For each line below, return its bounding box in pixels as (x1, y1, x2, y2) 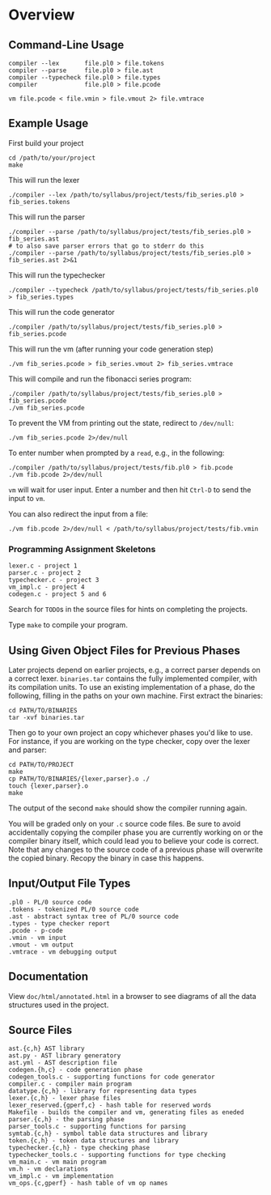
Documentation (8, 970, 89, 984)
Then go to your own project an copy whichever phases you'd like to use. (8, 727, 253, 738)
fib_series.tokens (8, 198, 70, 206)
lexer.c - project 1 (8, 562, 78, 570)
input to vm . (8, 493, 46, 503)
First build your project (8, 138, 84, 147)
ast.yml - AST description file (8, 1059, 117, 1067)
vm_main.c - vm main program (8, 1158, 107, 1167)
